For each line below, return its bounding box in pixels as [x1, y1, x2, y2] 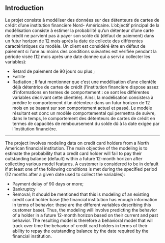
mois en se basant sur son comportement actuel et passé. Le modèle [12, 105, 152, 111]
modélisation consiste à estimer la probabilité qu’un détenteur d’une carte [5, 27, 154, 33]
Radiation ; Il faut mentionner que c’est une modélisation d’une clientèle [12, 79, 157, 85]
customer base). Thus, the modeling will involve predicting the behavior [12, 207, 158, 213]
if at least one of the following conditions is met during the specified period [5, 166, 157, 172]
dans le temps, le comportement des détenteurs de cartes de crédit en [12, 115, 156, 121]
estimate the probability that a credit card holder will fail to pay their [5, 150, 142, 156]
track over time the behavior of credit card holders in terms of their [12, 222, 148, 228]
